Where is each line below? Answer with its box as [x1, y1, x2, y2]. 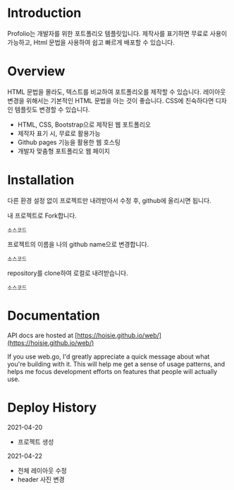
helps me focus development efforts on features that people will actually [7, 367, 218, 375]
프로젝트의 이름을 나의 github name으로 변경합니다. [7, 240, 149, 248]
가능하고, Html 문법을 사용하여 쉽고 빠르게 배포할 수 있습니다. [7, 37, 175, 47]
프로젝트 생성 [17, 437, 54, 446]
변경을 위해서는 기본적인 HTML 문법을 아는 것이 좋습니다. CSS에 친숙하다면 [7, 96, 214, 105]
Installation [7, 172, 75, 188]
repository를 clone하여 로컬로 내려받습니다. [7, 269, 128, 277]
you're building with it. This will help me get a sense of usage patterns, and [7, 359, 226, 368]
